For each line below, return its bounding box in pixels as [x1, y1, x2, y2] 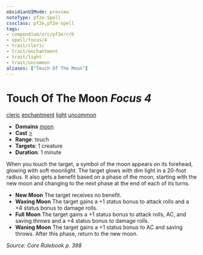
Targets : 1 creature [15, 142, 63, 150]
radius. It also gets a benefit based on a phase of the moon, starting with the [6, 173, 197, 180]
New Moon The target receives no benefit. [15, 191, 122, 199]
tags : [6, 25, 20, 32]
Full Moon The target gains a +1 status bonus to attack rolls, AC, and [15, 211, 187, 218]
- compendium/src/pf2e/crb [6, 31, 75, 38]
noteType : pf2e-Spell [6, 15, 61, 21]
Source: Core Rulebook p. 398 [6, 242, 82, 249]
